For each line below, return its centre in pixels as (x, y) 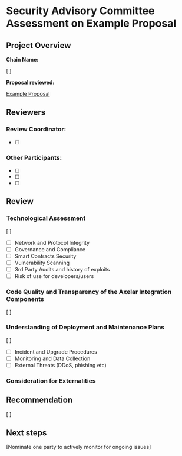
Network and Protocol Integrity (52, 242)
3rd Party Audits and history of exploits (62, 269)
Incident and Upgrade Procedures (56, 352)
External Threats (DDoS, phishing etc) (61, 365)
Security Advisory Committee (80, 11)
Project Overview (39, 45)
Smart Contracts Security (45, 256)
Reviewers (26, 113)
